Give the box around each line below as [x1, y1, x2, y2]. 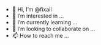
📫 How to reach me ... [12, 32, 69, 39]
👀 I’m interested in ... [12, 12, 64, 19]
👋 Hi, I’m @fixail [12, 6, 52, 13]
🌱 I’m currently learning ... [12, 19, 78, 26]
